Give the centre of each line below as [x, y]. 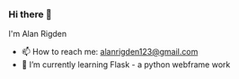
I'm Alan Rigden [38, 34]
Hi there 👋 [31, 14]
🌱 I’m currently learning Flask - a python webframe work [126, 65]
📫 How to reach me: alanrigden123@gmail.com [110, 52]
